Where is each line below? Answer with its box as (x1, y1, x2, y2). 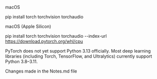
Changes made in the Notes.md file (5, 68, 77, 74)
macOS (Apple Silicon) (5, 23, 52, 29)
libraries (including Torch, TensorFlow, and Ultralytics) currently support (5, 53, 153, 59)
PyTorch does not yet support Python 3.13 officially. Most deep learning (5, 48, 151, 54)
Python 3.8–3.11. (5, 59, 38, 64)
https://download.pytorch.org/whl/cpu (5, 38, 83, 44)
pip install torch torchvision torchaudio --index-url (5, 33, 107, 39)
